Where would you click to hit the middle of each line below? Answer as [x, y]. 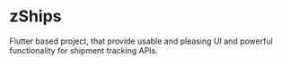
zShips [35, 16]
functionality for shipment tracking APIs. [84, 50]
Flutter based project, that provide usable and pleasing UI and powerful [141, 41]
